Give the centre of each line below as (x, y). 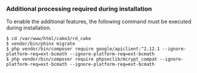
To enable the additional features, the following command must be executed (99, 22)
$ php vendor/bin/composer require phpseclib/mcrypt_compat (82, 59)
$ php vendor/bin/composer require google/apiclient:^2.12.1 (83, 49)
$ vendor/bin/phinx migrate (41, 44)
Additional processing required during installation (79, 9)
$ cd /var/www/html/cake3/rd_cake (49, 39)
